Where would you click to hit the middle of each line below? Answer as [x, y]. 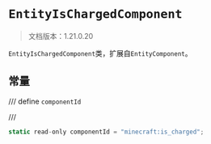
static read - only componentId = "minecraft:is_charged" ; [106, 132]
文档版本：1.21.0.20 [61, 36]
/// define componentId [45, 101]
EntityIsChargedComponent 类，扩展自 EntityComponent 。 [100, 53]
